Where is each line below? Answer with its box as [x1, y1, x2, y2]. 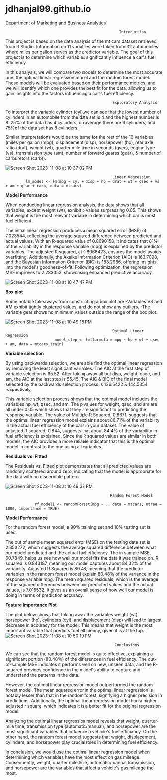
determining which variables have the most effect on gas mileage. [5, 754, 141, 760]
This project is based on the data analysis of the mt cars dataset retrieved [5, 38, 157, 44]
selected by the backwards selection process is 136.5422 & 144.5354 [5, 381, 148, 387]
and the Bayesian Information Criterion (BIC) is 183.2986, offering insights [5, 259, 157, 265]
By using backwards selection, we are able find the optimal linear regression [5, 360, 162, 366]
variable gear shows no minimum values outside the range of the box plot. [5, 309, 158, 315]
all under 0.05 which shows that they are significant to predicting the [5, 406, 146, 412]
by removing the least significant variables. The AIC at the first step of [5, 365, 149, 371]
